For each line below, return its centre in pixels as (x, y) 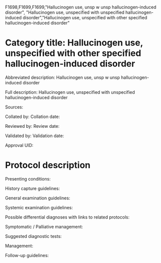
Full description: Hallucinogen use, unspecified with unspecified (70, 92)
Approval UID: (19, 145)
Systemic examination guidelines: (39, 207)
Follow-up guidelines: (27, 255)
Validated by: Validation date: (34, 136)
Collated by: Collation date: (32, 116)
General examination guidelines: (38, 198)
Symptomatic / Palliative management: (44, 226)
